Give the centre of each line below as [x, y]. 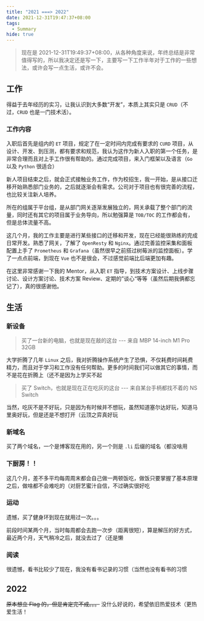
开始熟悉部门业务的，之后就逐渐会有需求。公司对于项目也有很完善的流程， [104, 187]
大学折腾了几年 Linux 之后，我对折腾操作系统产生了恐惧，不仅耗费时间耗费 [100, 359]
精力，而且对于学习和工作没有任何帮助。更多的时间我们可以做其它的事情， [99, 367]
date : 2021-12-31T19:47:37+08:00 [49, 18]
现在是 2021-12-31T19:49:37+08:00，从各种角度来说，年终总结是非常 [108, 53]
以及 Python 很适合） [32, 166]
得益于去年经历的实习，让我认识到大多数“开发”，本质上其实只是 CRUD [92, 104]
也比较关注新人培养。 [33, 194]
